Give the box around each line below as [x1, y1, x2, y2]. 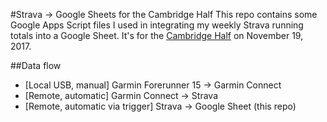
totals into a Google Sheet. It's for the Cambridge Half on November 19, [10, 30, 304, 41]
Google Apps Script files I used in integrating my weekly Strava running [10, 19, 304, 31]
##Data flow [10, 60, 62, 71]
